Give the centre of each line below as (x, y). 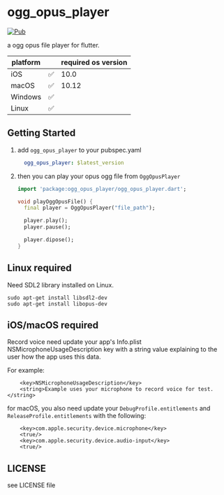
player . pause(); (47, 227)
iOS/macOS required (53, 325)
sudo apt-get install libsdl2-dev (58, 298)
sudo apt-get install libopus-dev (58, 304)
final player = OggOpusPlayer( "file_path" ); (90, 208)
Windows (26, 96)
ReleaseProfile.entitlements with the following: (77, 416)
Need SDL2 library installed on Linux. (60, 285)
